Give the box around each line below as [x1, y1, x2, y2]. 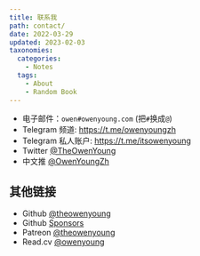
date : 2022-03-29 [9, 29, 74, 38]
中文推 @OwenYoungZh [21, 156, 109, 166]
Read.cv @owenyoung [21, 236, 105, 247]
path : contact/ [9, 21, 66, 30]
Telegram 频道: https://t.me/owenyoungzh [21, 124, 176, 134]
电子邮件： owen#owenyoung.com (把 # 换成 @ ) [21, 113, 173, 124]
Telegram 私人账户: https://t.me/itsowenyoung [21, 135, 191, 146]
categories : [17, 54, 62, 63]
